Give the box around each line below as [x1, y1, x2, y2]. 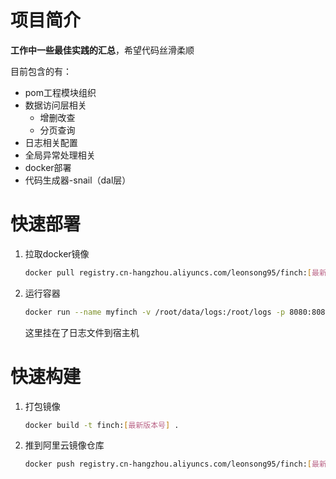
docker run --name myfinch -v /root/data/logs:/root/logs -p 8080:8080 [24, 307, 330, 317]
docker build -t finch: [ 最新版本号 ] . [24, 420, 180, 430]
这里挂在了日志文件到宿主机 [24, 326, 140, 338]
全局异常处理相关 [24, 149, 96, 161]
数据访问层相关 [24, 99, 87, 111]
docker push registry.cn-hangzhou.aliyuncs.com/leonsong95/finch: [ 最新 [24, 459, 327, 470]
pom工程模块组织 [24, 86, 97, 98]
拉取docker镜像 [24, 247, 90, 260]
